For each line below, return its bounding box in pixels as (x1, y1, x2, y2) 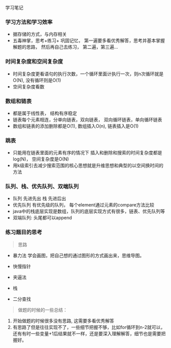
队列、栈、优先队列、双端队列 (5, 183, 79, 190)
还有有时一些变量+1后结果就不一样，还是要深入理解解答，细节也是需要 (12, 330, 161, 337)
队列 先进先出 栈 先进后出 (12, 195, 67, 201)
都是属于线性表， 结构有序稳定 (12, 110, 77, 116)
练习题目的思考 (5, 229, 42, 236)
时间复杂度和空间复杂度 (5, 58, 63, 65)
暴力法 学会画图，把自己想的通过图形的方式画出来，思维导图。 (12, 252, 144, 258)
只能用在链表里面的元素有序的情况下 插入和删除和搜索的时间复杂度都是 (12, 150, 162, 156)
